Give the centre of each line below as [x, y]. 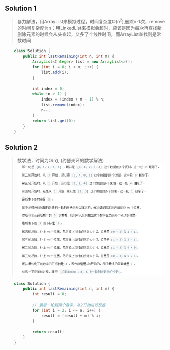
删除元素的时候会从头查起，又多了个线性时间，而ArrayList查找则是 [87, 34]
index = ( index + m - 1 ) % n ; [73, 99]
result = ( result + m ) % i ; [71, 316]
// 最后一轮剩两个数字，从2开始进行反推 [69, 305]
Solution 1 [21, 8]
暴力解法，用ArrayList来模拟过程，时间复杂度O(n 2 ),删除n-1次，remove [91, 21]
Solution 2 [21, 147]
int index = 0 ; [48, 89]
